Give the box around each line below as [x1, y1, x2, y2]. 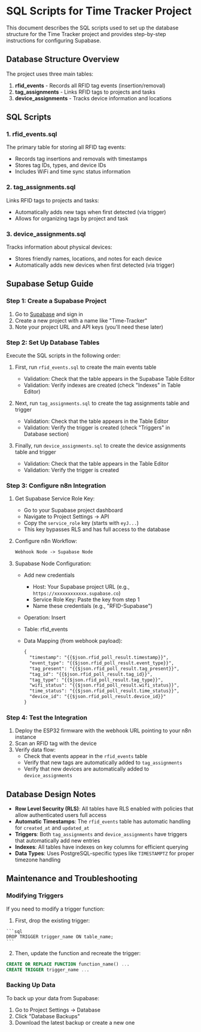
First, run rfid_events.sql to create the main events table [14, 363, 157, 371]
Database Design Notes [6, 789, 96, 800]
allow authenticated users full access [14, 812, 106, 819]
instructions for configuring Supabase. [6, 37, 102, 44]
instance [14, 733, 36, 741]
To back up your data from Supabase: [6, 994, 100, 1001]
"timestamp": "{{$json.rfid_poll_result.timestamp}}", [29, 655, 169, 661]
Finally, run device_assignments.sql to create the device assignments [14, 442, 186, 449]
